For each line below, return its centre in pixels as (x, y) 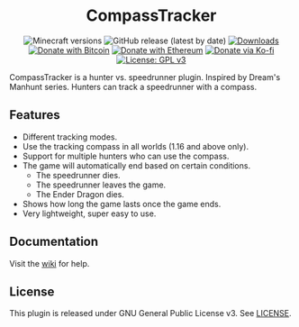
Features (35, 115)
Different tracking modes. (70, 137)
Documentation (54, 242)
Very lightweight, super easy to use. (89, 213)
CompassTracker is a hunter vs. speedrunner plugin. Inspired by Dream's (145, 77)
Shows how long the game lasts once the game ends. (122, 204)
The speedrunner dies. (78, 175)
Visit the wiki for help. (50, 263)
